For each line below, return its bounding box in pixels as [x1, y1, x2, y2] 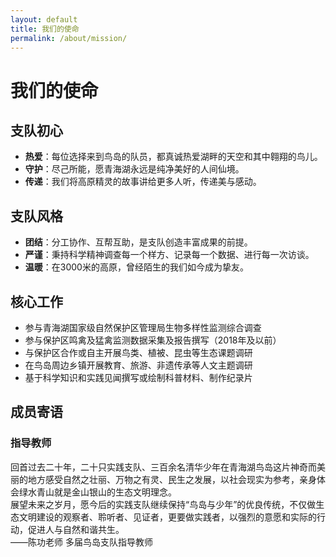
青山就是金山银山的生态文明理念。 [36, 486, 177, 498]
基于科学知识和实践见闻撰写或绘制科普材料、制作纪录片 [24, 372, 253, 383]
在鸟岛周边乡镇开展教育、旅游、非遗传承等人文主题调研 [24, 359, 253, 371]
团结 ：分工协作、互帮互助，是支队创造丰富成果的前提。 [24, 236, 253, 248]
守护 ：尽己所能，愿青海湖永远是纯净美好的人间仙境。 [24, 163, 245, 175]
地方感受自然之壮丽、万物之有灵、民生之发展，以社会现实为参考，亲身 [27, 473, 317, 485]
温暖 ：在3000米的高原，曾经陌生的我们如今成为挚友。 [24, 261, 249, 273]
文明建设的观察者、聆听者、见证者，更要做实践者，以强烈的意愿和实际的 [18, 511, 317, 523]
